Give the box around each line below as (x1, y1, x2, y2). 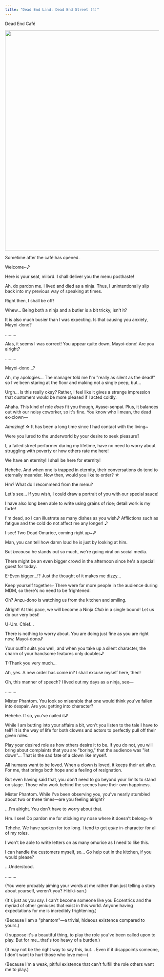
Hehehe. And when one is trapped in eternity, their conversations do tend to (5, 467, 158, 473)
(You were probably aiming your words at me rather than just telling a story (5, 883, 156, 888)
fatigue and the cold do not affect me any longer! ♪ (5, 520, 108, 526)
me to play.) (5, 966, 29, 972)
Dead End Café (5, 21, 36, 26)
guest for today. (5, 563, 37, 569)
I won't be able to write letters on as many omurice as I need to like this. (5, 840, 150, 845)
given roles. (5, 732, 29, 738)
